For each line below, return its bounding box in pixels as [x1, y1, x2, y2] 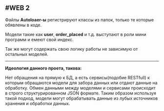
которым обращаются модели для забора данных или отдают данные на [5, 80, 158, 86]
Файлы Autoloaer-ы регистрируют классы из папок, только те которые [5, 17, 154, 22]
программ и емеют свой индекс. [5, 37, 74, 42]
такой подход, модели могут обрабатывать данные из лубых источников [5, 95, 158, 101]
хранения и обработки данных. [5, 100, 70, 106]
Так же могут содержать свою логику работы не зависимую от [5, 46, 138, 52]
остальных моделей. [5, 51, 49, 57]
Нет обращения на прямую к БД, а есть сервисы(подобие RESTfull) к [5, 74, 150, 80]
